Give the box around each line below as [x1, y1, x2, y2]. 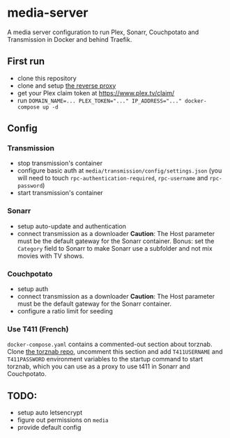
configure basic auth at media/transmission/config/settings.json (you [17, 166, 222, 175]
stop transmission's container [17, 159, 103, 168]
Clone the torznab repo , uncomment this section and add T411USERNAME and [7, 347, 223, 356]
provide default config [17, 423, 82, 432]
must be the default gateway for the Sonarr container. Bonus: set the [17, 237, 215, 245]
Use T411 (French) [7, 324, 69, 334]
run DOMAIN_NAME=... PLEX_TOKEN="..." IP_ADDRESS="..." [17, 96, 183, 104]
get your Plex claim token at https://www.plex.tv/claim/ [17, 88, 175, 97]
